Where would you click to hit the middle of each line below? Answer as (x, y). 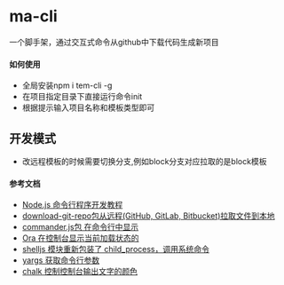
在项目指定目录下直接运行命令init (82, 97)
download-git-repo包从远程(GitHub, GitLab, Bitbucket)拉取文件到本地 (148, 216)
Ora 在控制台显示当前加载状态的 (80, 238)
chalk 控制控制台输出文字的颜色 (79, 272)
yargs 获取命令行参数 (61, 260)
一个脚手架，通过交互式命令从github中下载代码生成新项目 (114, 42)
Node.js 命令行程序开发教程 (72, 205)
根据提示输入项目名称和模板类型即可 (88, 107)
